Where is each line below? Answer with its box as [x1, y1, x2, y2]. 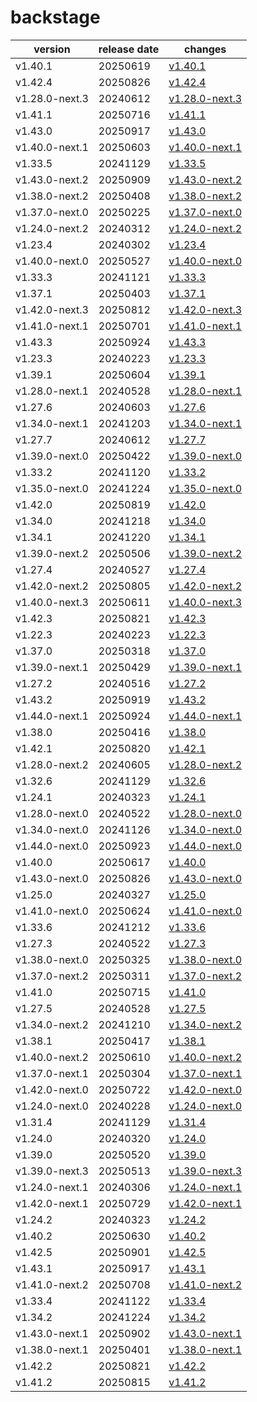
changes [184, 42, 227, 56]
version [33, 42, 71, 56]
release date [98, 42, 160, 56]
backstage [10, 6, 101, 29]
